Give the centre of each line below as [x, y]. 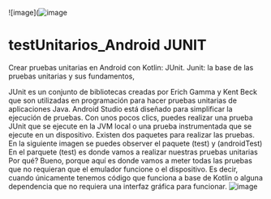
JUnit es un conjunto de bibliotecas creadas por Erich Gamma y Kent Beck [133, 91]
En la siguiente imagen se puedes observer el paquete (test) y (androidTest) [135, 143]
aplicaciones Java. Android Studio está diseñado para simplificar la [120, 108]
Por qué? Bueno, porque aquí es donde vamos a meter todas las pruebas [131, 160]
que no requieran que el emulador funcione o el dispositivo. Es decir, [123, 169]
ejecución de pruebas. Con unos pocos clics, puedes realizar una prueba [131, 117]
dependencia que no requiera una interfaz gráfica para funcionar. [118, 186]
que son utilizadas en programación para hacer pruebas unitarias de [123, 100]
